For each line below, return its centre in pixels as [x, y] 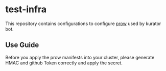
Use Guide [22, 45]
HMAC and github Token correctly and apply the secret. [64, 63]
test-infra [26, 9]
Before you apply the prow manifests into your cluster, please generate [80, 57]
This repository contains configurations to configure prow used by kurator [83, 23]
